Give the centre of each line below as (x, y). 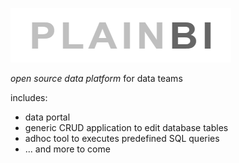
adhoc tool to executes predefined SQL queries (122, 138)
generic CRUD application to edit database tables (126, 127)
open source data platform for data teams (96, 78)
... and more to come (67, 149)
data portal (47, 117)
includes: (29, 97)
